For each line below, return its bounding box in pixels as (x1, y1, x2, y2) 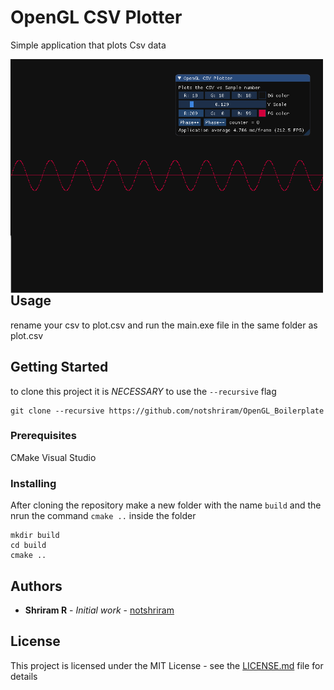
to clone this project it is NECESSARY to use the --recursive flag (10, 385, 277, 397)
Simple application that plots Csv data (10, 39, 167, 51)
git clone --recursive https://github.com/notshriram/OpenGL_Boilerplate (10, 406, 325, 416)
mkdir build (10, 531, 60, 541)
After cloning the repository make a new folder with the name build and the (10, 499, 322, 511)
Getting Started (10, 359, 109, 376)
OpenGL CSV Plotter (10, 6, 183, 29)
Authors (10, 577, 63, 595)
